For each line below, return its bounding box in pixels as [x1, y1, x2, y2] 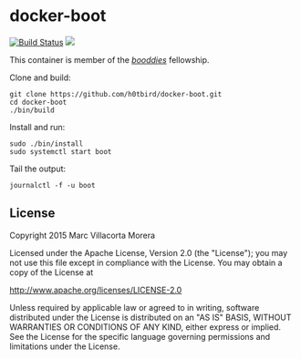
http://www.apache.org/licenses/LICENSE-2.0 [9, 284, 182, 295]
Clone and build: [9, 72, 71, 83]
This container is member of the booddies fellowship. [9, 54, 210, 65]
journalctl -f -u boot [9, 180, 96, 190]
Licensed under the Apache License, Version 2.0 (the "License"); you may [9, 247, 288, 258]
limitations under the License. [9, 341, 120, 352]
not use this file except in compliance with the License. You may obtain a [9, 257, 283, 268]
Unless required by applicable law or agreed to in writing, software [9, 302, 260, 313]
